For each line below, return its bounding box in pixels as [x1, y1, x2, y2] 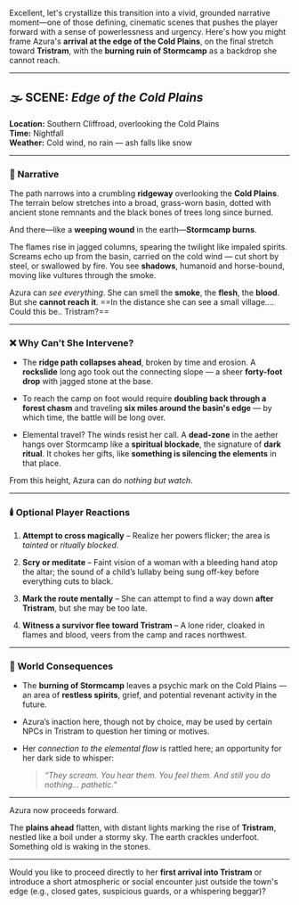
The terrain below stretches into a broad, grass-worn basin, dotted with [9, 198, 271, 209]
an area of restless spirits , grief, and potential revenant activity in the [21, 690, 278, 700]
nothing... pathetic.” [44, 779, 117, 790]
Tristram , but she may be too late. [21, 602, 148, 613]
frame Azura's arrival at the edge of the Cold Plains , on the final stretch [9, 36, 274, 46]
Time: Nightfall [9, 128, 64, 138]
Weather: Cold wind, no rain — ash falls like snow [9, 137, 193, 148]
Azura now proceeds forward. [9, 805, 119, 815]
